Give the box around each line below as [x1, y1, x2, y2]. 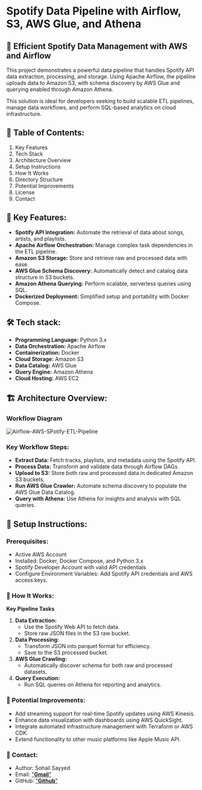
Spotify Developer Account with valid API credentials [14, 564, 147, 571]
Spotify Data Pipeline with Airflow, [6, 4, 181, 18]
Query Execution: [14, 675, 60, 682]
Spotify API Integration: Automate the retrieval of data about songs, [14, 228, 185, 236]
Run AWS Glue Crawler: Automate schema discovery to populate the [14, 482, 187, 489]
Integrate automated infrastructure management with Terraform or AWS [14, 722, 194, 730]
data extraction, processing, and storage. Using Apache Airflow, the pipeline [6, 73, 196, 80]
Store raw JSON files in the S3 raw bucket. [24, 629, 131, 637]
